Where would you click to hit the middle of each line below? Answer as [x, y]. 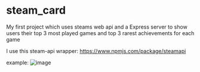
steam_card [36, 10]
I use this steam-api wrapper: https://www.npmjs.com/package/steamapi [96, 51]
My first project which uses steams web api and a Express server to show [97, 27]
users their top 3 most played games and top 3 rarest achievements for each [100, 33]
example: [17, 62]
